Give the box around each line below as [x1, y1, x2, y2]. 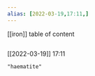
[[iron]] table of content [7, 30, 75, 38]
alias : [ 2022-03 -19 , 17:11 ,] [7, 10, 89, 18]
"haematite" [7, 63, 42, 70]
